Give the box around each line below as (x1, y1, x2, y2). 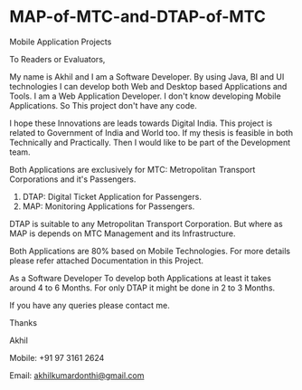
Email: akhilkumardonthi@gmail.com (9, 369, 145, 381)
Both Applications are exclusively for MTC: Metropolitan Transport (9, 164, 256, 175)
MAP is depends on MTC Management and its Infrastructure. (9, 228, 236, 239)
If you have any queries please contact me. (9, 300, 170, 310)
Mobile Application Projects (9, 36, 112, 47)
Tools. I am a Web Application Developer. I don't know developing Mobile (9, 90, 282, 101)
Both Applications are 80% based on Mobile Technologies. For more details (9, 245, 291, 256)
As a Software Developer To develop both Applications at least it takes (9, 272, 271, 283)
